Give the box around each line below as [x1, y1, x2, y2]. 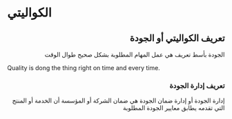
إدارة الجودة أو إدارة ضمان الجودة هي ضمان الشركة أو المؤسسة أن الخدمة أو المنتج [12, 96, 225, 105]
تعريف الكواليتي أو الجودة [129, 32, 225, 44]
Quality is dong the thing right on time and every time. [7, 64, 160, 72]
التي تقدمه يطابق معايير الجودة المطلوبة [123, 104, 225, 112]
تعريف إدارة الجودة [169, 80, 225, 90]
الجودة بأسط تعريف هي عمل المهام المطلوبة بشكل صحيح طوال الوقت [44, 50, 225, 58]
